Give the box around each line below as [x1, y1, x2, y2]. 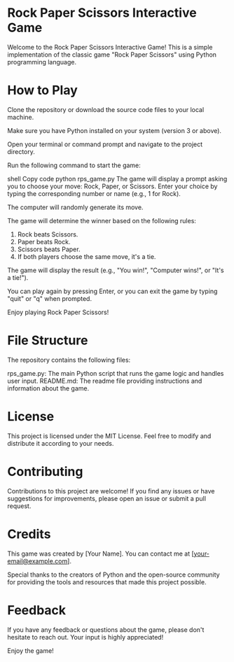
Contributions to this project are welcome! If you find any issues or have [7, 486, 215, 495]
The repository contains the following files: [7, 355, 131, 364]
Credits [7, 526, 51, 542]
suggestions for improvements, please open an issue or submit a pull [7, 494, 207, 502]
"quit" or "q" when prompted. [7, 294, 92, 302]
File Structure [7, 332, 88, 348]
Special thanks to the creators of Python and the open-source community [7, 570, 220, 579]
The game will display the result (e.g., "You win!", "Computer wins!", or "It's [7, 266, 224, 274]
